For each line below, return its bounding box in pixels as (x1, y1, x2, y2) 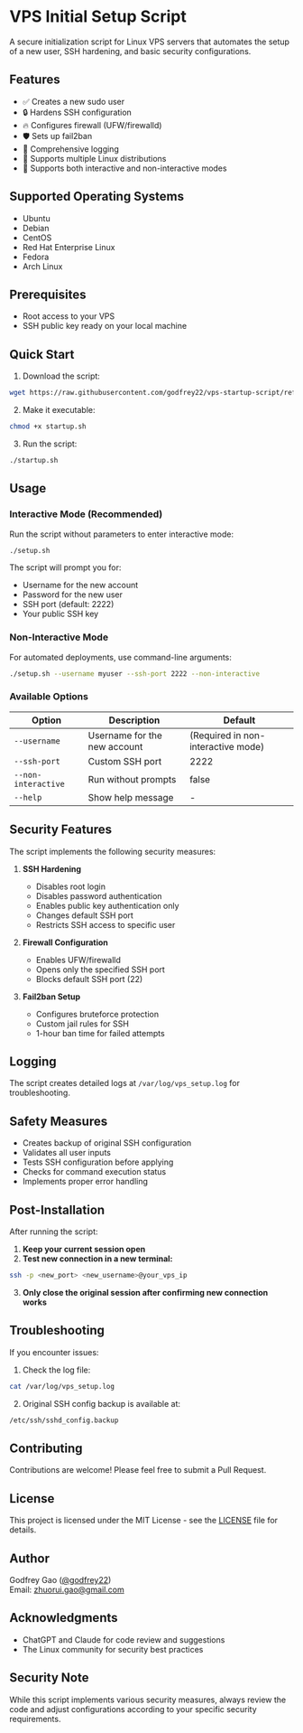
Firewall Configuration (22, 937, 108, 948)
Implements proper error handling (22, 1176, 149, 1187)
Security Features (9, 822, 113, 838)
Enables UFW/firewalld (35, 954, 122, 965)
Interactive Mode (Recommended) (9, 508, 163, 520)
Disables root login (35, 881, 106, 892)
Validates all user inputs (22, 1148, 111, 1158)
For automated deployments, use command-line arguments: (9, 651, 233, 662)
